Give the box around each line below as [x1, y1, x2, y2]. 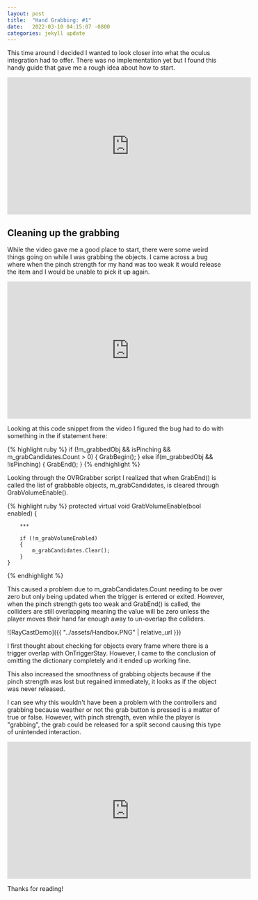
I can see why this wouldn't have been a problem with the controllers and [7, 698, 217, 707]
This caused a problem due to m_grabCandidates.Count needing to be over [7, 585, 223, 593]
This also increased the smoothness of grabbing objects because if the [7, 670, 211, 678]
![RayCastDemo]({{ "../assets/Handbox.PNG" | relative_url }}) [7, 628, 182, 637]
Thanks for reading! [7, 885, 64, 893]
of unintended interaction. [7, 728, 81, 736]
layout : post [7, 10, 45, 17]
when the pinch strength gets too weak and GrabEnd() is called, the [7, 600, 201, 608]
